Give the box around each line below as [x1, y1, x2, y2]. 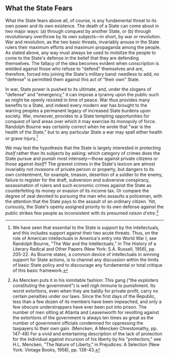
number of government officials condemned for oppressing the [12, 320, 143, 326]
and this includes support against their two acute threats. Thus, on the [12, 230, 158, 236]
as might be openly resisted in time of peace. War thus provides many [5, 97, 150, 103]
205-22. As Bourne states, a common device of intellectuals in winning [12, 252, 159, 258]
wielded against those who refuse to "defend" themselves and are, [5, 66, 144, 72]
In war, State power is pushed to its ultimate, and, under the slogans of [5, 86, 152, 92]
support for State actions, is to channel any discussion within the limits [12, 257, 159, 263]
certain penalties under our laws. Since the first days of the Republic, [12, 293, 156, 300]
